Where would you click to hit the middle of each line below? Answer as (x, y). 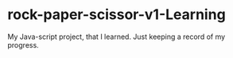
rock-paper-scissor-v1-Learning (116, 15)
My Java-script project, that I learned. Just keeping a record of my (116, 37)
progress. (23, 44)
